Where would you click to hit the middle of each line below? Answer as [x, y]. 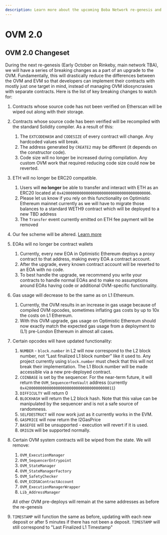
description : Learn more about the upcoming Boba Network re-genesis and [83, 10]
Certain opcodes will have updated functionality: [62, 341]
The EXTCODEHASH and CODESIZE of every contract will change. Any [86, 136]
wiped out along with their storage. [48, 112]
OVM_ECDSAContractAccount [47, 482]
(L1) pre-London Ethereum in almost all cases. [67, 331]
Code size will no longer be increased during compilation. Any [83, 157]
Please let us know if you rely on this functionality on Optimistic [85, 198]
